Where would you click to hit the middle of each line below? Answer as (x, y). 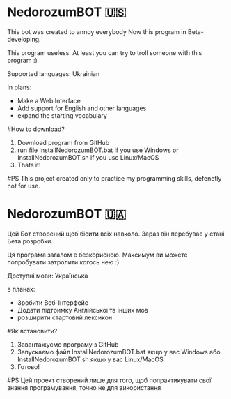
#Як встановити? (32, 331)
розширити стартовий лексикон (65, 317)
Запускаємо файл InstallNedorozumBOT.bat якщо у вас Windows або (119, 352)
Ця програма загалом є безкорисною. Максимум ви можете (97, 255)
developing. (24, 39)
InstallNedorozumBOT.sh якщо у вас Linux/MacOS (90, 359)
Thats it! (29, 165)
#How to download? (36, 129)
